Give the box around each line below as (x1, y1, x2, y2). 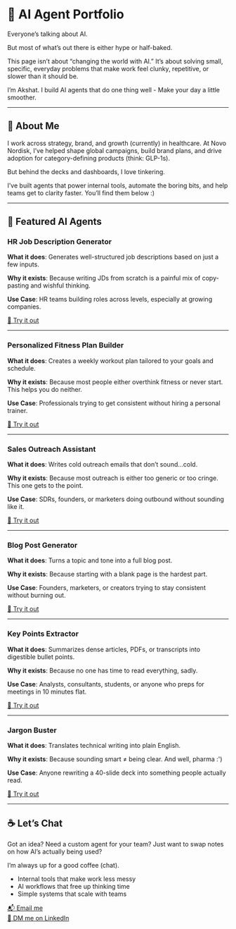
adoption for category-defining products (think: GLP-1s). (7, 154, 171, 162)
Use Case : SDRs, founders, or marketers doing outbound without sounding (7, 495, 225, 503)
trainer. (7, 406, 28, 414)
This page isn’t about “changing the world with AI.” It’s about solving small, (7, 56, 223, 66)
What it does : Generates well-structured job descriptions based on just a (7, 253, 219, 262)
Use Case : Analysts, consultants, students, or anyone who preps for (7, 679, 205, 688)
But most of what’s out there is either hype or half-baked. (7, 43, 173, 51)
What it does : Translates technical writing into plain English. (7, 741, 181, 749)
